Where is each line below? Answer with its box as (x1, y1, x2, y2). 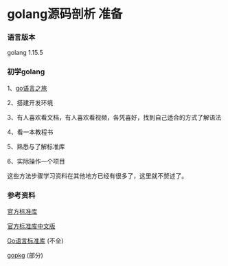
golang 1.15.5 (7, 49, 43, 57)
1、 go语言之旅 (7, 84, 47, 92)
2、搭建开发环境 (7, 98, 54, 107)
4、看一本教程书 (7, 128, 54, 136)
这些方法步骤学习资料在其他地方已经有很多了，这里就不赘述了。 (7, 171, 187, 179)
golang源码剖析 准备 (7, 6, 123, 22)
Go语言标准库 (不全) (7, 236, 64, 245)
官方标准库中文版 (7, 222, 56, 230)
